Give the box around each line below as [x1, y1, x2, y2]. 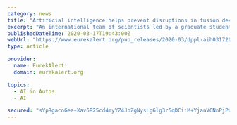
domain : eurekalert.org [13, 68, 83, 76]
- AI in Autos [13, 88, 55, 95]
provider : [7, 55, 37, 63]
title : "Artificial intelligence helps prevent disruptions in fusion [7, 17, 219, 24]
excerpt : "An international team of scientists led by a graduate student [7, 23, 232, 30]
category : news [7, 10, 52, 18]
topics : [7, 81, 30, 88]
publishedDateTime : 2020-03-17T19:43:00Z [7, 29, 131, 37]
